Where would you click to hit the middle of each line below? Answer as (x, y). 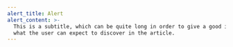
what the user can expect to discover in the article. (94, 33)
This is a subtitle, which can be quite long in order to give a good (118, 26)
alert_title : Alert (35, 13)
